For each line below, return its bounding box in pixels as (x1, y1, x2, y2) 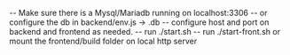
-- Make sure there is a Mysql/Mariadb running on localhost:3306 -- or (9, 8, 268, 18)
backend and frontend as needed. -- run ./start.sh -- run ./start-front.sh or (9, 27, 281, 36)
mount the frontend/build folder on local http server (9, 35, 198, 46)
